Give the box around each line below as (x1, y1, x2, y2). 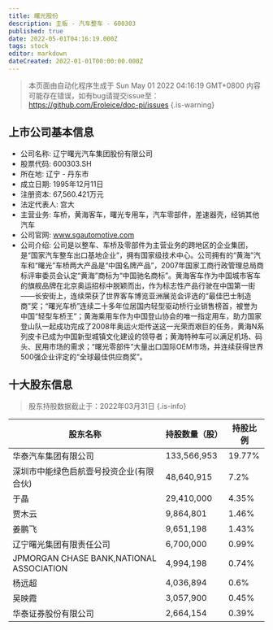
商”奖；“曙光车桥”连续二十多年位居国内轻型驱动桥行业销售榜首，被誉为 (19, 301, 258, 311)
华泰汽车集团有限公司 (12, 450, 95, 462)
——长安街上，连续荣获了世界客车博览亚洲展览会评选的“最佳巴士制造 (19, 290, 252, 301)
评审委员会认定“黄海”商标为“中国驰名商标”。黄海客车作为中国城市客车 (27, 270, 262, 280)
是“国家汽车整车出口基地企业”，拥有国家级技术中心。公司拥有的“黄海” (19, 250, 254, 260)
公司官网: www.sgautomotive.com (19, 229, 135, 240)
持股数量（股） (165, 428, 223, 440)
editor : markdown (8, 50, 67, 58)
